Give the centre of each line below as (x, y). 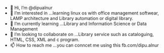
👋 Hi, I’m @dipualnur (31, 8)
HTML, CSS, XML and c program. (45, 39)
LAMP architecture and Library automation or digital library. (72, 18)
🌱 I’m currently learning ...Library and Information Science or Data (78, 23)
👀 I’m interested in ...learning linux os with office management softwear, (84, 13)
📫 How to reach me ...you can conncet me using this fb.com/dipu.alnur (84, 45)
